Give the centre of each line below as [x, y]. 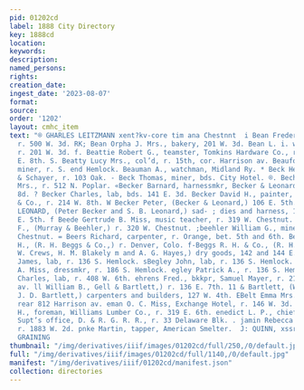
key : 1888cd [32, 34]
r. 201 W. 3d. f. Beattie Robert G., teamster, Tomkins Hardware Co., [153, 152]
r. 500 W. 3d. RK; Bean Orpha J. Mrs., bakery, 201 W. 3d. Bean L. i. [153, 144]
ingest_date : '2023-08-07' [60, 93]
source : [24, 110]
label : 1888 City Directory [62, 26]
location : [28, 43]
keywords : [28, 52]
